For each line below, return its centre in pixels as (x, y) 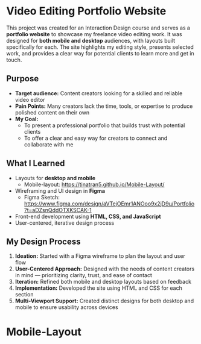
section (24, 295)
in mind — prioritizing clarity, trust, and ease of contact (83, 275)
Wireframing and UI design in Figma (60, 190)
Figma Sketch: (42, 197)
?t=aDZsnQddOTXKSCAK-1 (58, 210)
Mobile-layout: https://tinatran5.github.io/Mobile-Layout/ (94, 184)
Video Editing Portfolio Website (86, 11)
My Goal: (27, 119)
